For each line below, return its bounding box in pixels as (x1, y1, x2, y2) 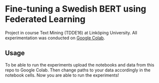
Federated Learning (5, 14, 86, 25)
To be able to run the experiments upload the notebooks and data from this (5, 62, 155, 67)
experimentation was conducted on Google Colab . (5, 35, 105, 41)
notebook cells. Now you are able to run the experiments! (5, 72, 119, 78)
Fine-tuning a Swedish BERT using (5, 3, 146, 15)
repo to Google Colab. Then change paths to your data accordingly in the (5, 67, 151, 73)
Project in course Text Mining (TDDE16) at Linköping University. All (5, 30, 138, 35)
